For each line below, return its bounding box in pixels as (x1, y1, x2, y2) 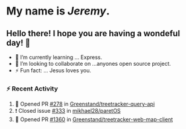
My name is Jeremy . (6, 4, 110, 18)
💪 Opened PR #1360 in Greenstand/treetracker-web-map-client (14, 116, 173, 123)
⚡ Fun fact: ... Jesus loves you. (14, 67, 92, 74)
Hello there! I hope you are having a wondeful (6, 28, 180, 39)
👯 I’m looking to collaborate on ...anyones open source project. (14, 60, 171, 67)
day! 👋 (6, 37, 31, 48)
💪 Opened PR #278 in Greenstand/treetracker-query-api (14, 101, 155, 108)
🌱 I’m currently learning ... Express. (14, 54, 103, 61)
